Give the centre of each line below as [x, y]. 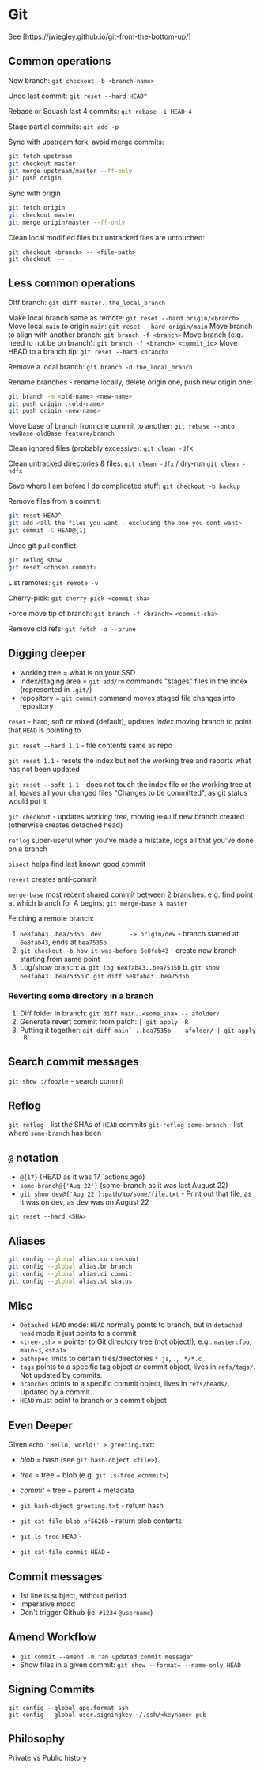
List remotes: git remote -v [53, 582]
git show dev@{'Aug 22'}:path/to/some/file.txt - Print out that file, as [136, 1194]
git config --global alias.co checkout [74, 1259]
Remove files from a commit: [55, 501]
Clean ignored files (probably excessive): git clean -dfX [101, 448]
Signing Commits [51, 1690]
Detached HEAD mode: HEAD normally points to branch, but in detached [131, 1325]
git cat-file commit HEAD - [65, 1552]
